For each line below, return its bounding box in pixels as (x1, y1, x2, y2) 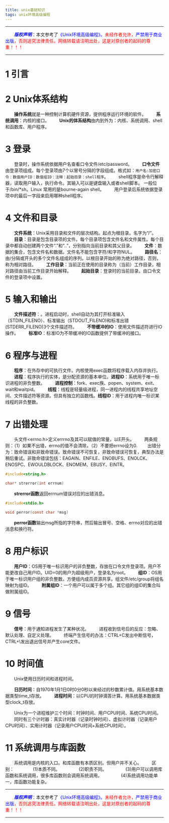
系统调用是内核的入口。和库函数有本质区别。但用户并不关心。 (14, 759, 142, 766)
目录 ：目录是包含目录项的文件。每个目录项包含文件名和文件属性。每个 (14, 236, 159, 242)
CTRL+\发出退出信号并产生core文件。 (5, 638, 83, 645)
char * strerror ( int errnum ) (5, 481, 64, 486)
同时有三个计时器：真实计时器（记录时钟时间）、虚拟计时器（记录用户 (14, 716, 157, 722)
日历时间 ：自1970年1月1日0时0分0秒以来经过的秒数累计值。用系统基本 (14, 686, 159, 693)
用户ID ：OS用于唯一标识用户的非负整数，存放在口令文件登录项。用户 (14, 563, 157, 569)
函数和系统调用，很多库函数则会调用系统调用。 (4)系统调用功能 (5, 772, 154, 779)
